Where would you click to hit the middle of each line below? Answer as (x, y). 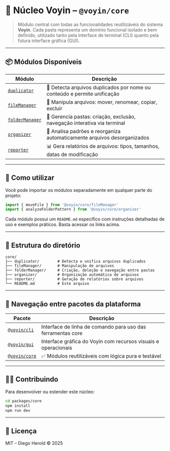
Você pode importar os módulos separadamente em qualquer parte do (79, 190)
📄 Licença (21, 431)
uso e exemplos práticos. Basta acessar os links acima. (63, 224)
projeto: (13, 196)
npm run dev (18, 410)
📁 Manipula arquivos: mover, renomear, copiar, (102, 102)
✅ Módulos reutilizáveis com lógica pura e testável (101, 356)
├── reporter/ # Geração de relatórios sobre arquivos (74, 279)
